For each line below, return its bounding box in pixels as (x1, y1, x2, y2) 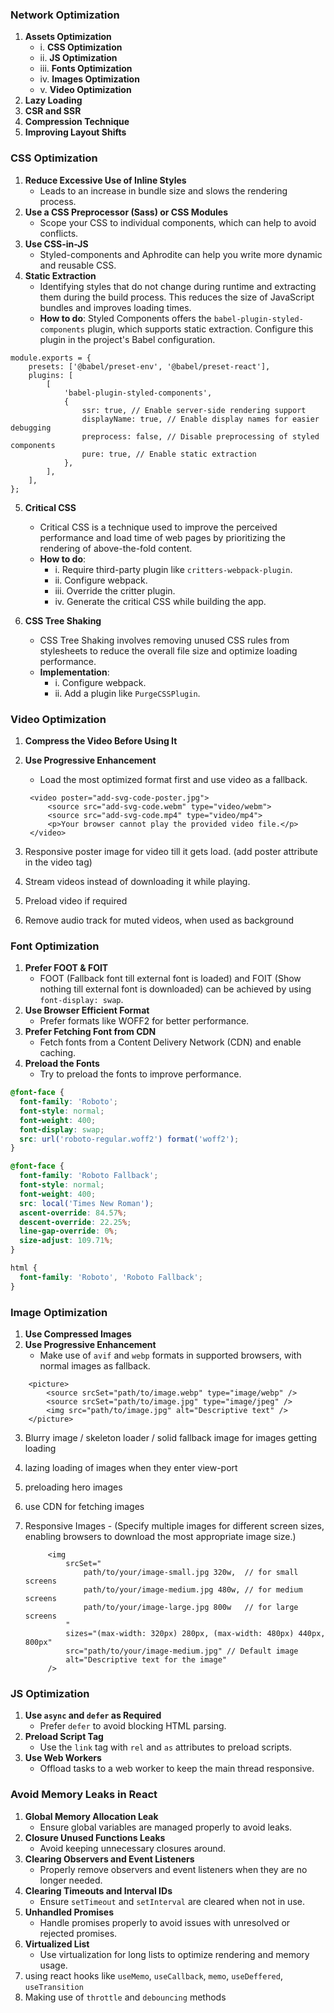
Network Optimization (10, 8, 120, 22)
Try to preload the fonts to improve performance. (39, 1068, 242, 1080)
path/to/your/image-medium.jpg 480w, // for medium (83, 1584, 303, 1595)
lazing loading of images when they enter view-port (24, 1461, 238, 1473)
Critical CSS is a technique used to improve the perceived (39, 521, 278, 533)
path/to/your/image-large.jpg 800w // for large (83, 1602, 299, 1612)
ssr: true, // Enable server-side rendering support (81, 405, 307, 415)
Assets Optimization (24, 31, 112, 43)
